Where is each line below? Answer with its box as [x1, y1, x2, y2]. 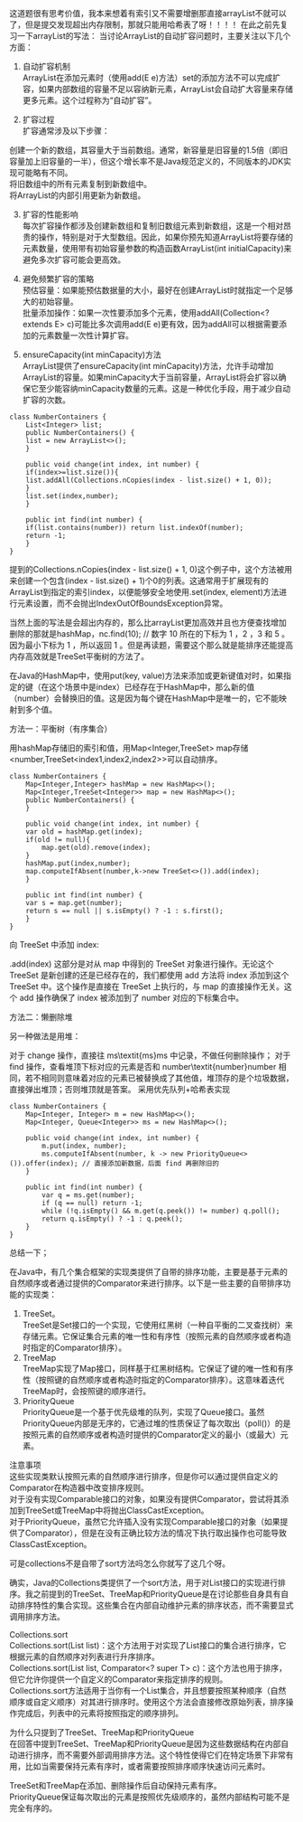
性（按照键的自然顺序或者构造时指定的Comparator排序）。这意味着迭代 [22, 1374, 285, 1385]
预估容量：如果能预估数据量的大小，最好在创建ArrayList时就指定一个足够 [22, 285, 294, 296]
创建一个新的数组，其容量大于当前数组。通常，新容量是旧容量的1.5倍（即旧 [9, 145, 289, 156]
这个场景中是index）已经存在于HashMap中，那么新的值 [48, 682, 255, 692]
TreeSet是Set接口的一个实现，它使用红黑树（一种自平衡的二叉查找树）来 [22, 1319, 293, 1330]
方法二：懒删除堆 [9, 1012, 73, 1022]
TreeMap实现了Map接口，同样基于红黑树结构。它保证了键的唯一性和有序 [22, 1364, 294, 1374]
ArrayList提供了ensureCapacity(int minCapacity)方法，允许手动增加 [22, 361, 274, 371]
